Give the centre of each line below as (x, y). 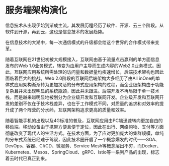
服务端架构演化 (36, 10)
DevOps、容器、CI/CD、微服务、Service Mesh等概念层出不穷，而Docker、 (83, 146)
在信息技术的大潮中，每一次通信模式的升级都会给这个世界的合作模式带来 (80, 42)
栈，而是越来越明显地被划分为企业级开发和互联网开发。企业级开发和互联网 (82, 97)
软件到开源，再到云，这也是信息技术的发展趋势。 (56, 31)
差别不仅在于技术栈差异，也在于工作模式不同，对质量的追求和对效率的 (87, 103)
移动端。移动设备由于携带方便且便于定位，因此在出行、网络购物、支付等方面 (84, 127)
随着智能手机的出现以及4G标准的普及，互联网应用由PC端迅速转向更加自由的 (84, 120)
